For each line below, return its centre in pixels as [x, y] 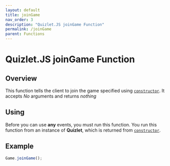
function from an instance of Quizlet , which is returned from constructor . [83, 130]
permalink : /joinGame [29, 29]
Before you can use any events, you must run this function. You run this [81, 124]
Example [20, 146]
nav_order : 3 [19, 20]
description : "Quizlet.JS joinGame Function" [55, 24]
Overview [21, 78]
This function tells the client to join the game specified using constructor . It [85, 91]
